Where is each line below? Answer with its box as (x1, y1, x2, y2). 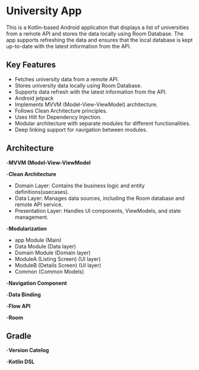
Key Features (6, 60, 56, 70)
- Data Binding (6, 291, 41, 298)
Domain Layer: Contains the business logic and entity (14, 182, 145, 189)
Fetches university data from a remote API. (14, 75, 120, 82)
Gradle (6, 331, 31, 341)
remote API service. (14, 200, 63, 208)
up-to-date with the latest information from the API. (6, 43, 131, 50)
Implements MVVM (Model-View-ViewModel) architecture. (14, 101, 158, 108)
